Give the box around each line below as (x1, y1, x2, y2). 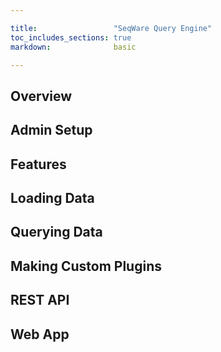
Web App (10, 326, 70, 343)
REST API (10, 292, 70, 309)
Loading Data (10, 189, 95, 206)
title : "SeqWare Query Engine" (10, 23, 213, 33)
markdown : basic (10, 42, 137, 52)
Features (10, 156, 67, 173)
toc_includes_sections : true (10, 32, 132, 43)
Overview (10, 87, 73, 105)
